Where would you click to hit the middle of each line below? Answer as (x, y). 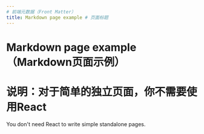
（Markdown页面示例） (66, 62)
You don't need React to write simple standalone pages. (76, 124)
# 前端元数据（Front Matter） (41, 12)
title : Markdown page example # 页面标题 (58, 18)
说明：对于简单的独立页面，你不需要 (97, 92)
